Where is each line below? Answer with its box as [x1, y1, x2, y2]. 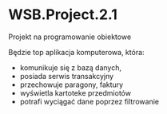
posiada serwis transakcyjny [19, 71, 114, 81]
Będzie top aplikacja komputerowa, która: [8, 47, 145, 57]
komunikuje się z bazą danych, [19, 62, 122, 73]
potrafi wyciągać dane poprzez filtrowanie [19, 96, 160, 106]
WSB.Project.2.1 [8, 6, 118, 24]
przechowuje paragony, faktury [19, 80, 124, 89]
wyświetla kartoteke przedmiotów [19, 88, 132, 97]
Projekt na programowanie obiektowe [8, 32, 132, 41]
